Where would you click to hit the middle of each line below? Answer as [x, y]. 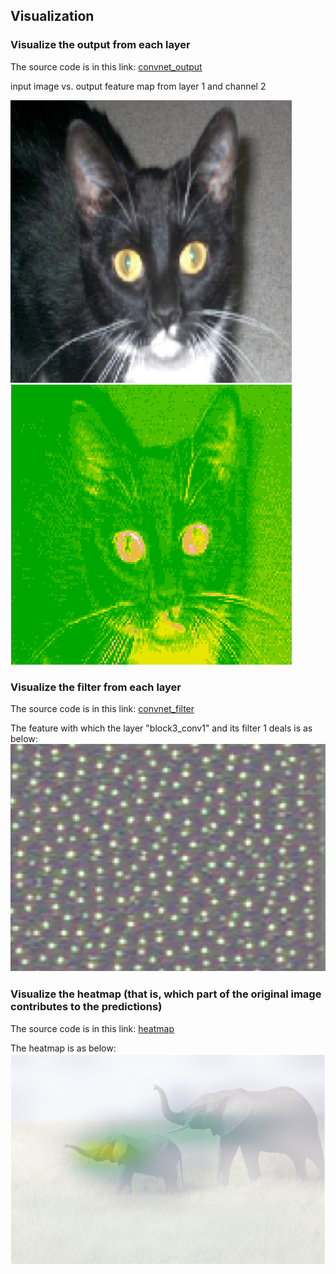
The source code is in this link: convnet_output [106, 66]
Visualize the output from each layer [100, 45]
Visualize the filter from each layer [96, 687]
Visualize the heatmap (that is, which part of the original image [166, 994]
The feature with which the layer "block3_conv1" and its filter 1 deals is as [161, 728]
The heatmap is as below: [63, 1048]
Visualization [52, 16]
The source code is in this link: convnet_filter [102, 708]
